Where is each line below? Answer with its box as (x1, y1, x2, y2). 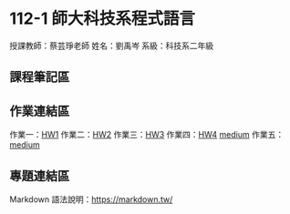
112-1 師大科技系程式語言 (9, 8, 196, 29)
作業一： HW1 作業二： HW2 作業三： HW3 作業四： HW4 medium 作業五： (9, 129, 285, 140)
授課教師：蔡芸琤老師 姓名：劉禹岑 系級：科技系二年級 (9, 40, 214, 51)
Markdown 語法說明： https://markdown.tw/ (9, 193, 173, 205)
